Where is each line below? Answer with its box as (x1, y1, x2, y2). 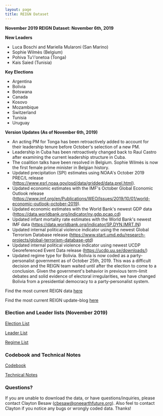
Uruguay (12, 120, 30, 126)
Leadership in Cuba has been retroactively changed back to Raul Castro (12, 149, 157, 155)
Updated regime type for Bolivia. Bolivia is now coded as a (12, 252, 129, 258)
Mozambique (12, 104, 39, 110)
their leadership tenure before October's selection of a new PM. (12, 144, 140, 150)
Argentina (12, 78, 32, 84)
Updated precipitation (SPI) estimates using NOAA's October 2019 (12, 170, 145, 175)
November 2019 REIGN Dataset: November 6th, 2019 (5, 25, 114, 31)
